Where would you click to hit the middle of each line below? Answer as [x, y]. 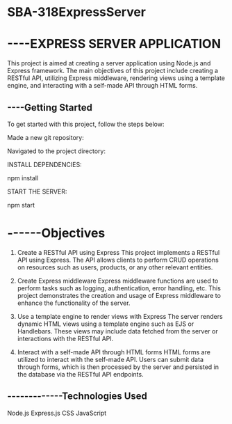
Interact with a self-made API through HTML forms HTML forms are [114, 352]
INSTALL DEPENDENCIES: [44, 164]
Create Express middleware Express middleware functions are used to [118, 281]
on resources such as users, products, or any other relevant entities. [115, 267]
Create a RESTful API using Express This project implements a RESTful [118, 252]
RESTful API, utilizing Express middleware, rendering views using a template [116, 78]
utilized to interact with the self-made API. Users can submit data [110, 359]
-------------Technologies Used [77, 396]
